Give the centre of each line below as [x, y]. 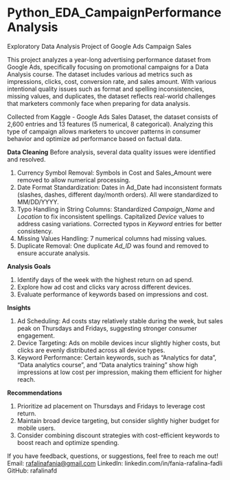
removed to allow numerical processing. [73, 179]
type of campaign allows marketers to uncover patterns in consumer [104, 131]
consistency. [35, 231]
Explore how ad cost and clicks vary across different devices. [104, 287]
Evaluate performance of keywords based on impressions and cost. [113, 294]
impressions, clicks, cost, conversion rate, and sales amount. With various [112, 81]
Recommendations [35, 393]
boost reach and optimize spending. [68, 442]
